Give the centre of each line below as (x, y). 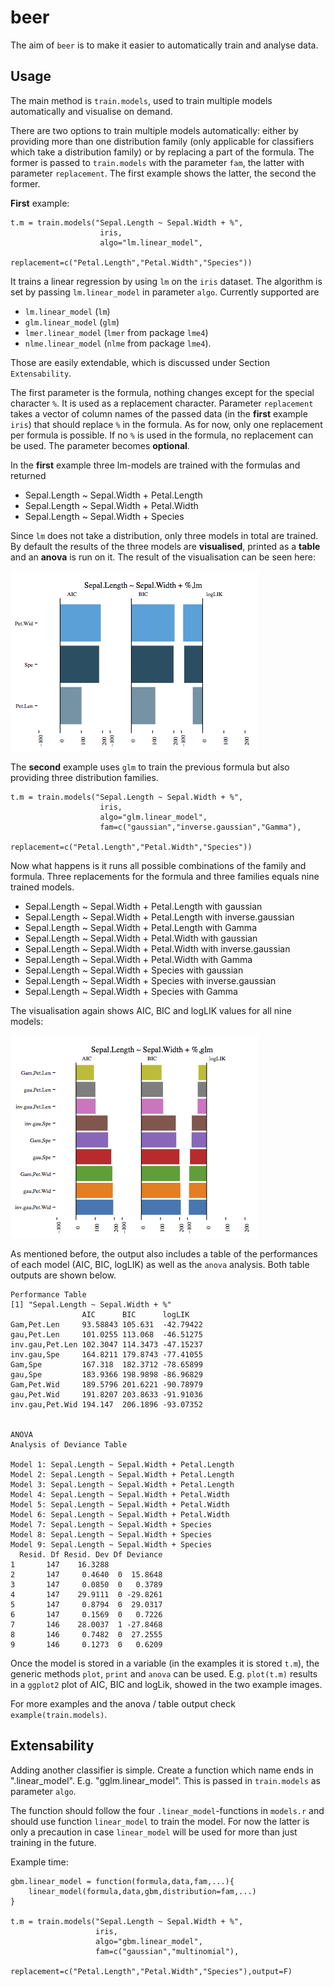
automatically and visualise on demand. (91, 111)
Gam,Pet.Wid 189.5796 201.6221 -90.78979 (106, 1384)
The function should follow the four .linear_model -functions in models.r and (167, 1810)
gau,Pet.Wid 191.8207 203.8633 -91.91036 (106, 1394)
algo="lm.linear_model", (151, 242)
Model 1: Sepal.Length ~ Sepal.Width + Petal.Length (122, 1464)
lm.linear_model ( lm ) (67, 311)
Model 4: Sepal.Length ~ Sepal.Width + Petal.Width (120, 1494)
